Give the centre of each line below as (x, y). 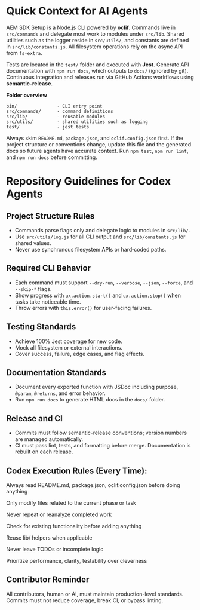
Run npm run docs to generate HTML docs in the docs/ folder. (90, 400)
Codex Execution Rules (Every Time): (77, 470)
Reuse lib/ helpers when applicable (49, 538)
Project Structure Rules (50, 216)
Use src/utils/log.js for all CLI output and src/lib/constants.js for (100, 237)
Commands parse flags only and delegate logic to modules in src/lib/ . (102, 230)
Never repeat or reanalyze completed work (59, 514)
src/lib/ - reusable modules (56, 117)
